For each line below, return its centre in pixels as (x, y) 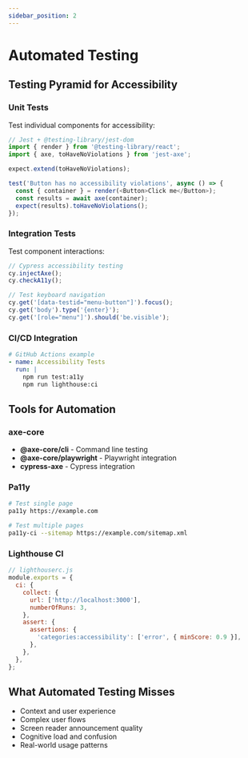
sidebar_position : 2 (43, 16)
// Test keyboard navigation (57, 295)
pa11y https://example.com (53, 511)
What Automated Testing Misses (92, 692)
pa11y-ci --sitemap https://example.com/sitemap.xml (98, 533)
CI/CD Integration (43, 338)
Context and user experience (68, 711)
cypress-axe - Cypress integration (77, 467)
